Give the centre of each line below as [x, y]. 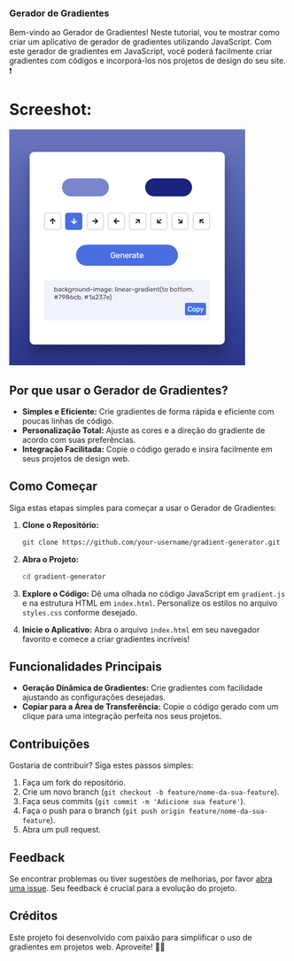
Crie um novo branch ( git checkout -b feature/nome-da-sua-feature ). [151, 792]
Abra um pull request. [62, 830]
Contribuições [50, 744]
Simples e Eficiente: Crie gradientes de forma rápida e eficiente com [148, 412]
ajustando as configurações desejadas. [94, 697]
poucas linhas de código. [68, 421]
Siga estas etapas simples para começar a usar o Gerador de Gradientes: [143, 508]
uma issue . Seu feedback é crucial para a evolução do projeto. [123, 888]
